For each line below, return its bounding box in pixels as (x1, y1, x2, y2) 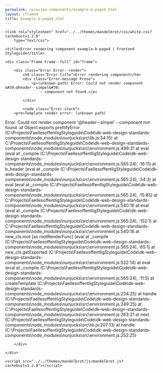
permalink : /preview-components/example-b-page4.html (5, 7, 117, 12)
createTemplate (5, 281, 37, 286)
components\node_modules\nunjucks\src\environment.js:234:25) (5, 291, 137, 297)
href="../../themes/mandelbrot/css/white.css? (55, 30, 152, 35)
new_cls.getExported (5, 249, 47, 255)
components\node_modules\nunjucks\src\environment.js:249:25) (5, 301, 137, 307)
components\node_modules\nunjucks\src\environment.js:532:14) (5, 260, 136, 265)
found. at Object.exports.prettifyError (5, 125, 80, 131)
